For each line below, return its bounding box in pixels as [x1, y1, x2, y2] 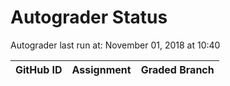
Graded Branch [140, 62, 215, 76]
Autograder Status [10, 6, 168, 29]
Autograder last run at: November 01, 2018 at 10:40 [10, 39, 221, 51]
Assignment [71, 62, 132, 76]
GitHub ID [15, 62, 63, 76]
